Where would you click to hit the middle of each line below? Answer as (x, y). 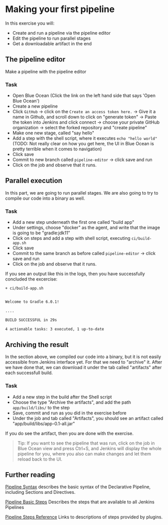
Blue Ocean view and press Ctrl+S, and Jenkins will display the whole (90, 448)
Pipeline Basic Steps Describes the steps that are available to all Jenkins (80, 502)
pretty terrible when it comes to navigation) (57, 149)
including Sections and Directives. (40, 492)
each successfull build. (29, 373)
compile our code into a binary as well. (45, 198)
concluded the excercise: (31, 279)
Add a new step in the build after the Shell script (62, 397)
